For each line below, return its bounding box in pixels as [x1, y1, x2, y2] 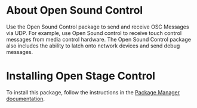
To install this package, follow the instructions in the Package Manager [6, 88, 180, 96]
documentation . [6, 95, 45, 102]
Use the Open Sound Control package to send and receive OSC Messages [6, 23, 189, 30]
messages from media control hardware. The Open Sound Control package [6, 36, 191, 43]
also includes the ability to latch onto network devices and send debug [6, 42, 180, 49]
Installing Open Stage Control [6, 69, 156, 83]
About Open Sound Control [6, 4, 143, 17]
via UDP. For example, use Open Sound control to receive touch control [6, 29, 182, 36]
